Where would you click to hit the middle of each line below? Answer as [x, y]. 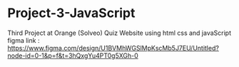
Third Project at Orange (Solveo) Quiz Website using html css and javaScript [119, 33]
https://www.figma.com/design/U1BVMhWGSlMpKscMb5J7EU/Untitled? [113, 48]
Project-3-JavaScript [71, 13]
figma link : [24, 40]
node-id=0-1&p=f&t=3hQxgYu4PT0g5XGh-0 [73, 56]
